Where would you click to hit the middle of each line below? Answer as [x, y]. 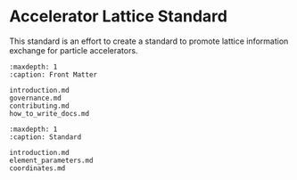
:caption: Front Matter [54, 74]
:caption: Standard [45, 137]
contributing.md [39, 106]
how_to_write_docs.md [49, 113]
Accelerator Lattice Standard [118, 16]
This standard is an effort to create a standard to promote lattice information [149, 41]
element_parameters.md [51, 160]
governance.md [36, 98]
